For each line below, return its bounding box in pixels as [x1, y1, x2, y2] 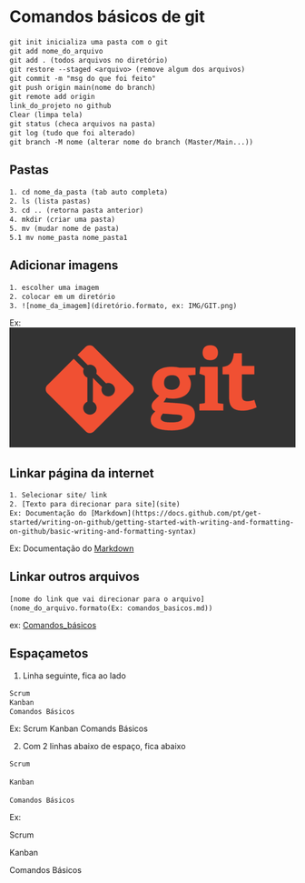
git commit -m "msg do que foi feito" [9, 74, 156, 83]
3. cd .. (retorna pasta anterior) [9, 206, 144, 215]
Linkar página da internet [9, 466, 154, 481]
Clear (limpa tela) [9, 110, 84, 119]
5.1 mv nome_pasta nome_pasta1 [9, 233, 128, 242]
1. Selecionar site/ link [9, 491, 107, 500]
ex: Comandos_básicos [9, 619, 97, 630]
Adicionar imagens [9, 257, 119, 274]
